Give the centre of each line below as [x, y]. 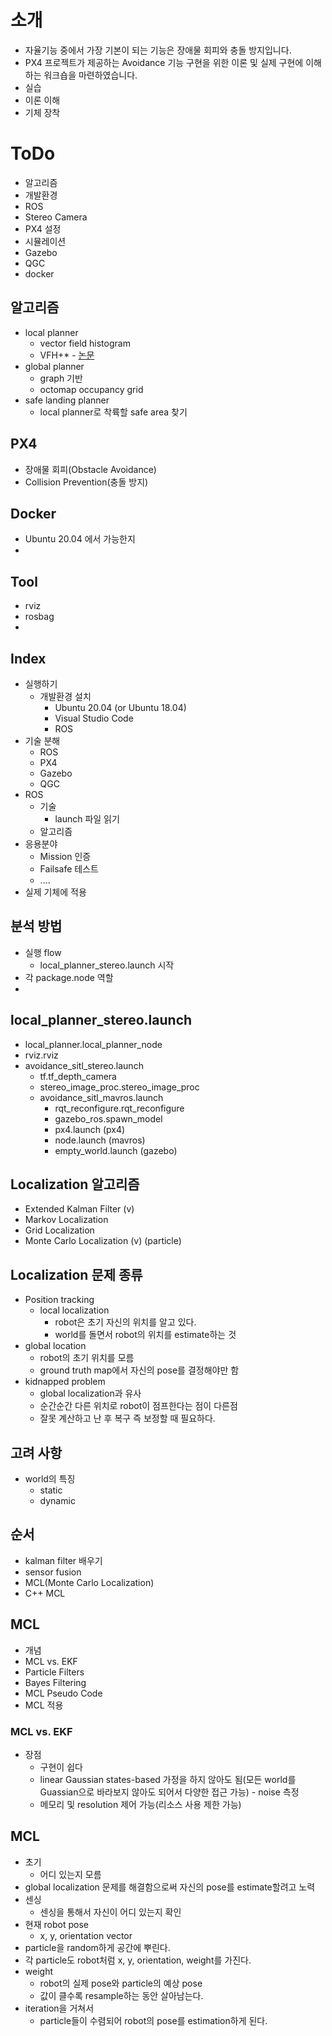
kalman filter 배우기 [63, 1560]
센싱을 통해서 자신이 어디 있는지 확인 [110, 1912]
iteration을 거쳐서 [59, 2008]
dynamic [57, 1500]
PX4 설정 [43, 228]
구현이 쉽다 [61, 1767]
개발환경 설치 [65, 696]
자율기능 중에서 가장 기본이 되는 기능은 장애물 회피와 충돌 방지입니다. [158, 50]
